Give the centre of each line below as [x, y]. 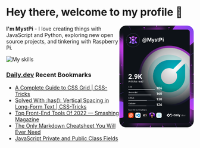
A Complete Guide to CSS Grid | [54, 88]
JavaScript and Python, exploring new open [60, 35]
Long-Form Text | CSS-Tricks [51, 107]
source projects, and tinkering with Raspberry [62, 41]
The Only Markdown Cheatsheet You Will [65, 126]
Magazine [27, 119]
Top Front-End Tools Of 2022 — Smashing [67, 113]
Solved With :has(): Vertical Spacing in [62, 100]
